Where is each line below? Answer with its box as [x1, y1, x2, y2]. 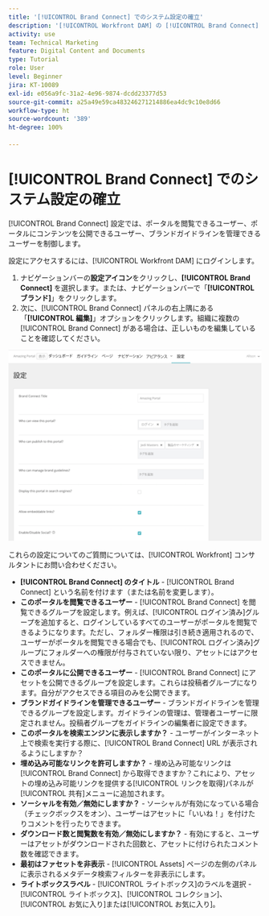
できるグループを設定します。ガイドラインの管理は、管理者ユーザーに [19, 707, 251, 717]
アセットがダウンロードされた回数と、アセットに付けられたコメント [34, 839, 259, 848]
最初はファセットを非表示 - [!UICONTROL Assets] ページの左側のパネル [19, 859, 257, 868]
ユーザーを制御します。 [8, 238, 86, 248]
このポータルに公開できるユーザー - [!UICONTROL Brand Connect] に [19, 667, 249, 677]
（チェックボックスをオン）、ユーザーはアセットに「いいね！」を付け [19, 808, 249, 818]
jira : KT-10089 [8, 81, 59, 89]
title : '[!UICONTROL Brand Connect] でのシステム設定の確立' [8, 13, 204, 21]
